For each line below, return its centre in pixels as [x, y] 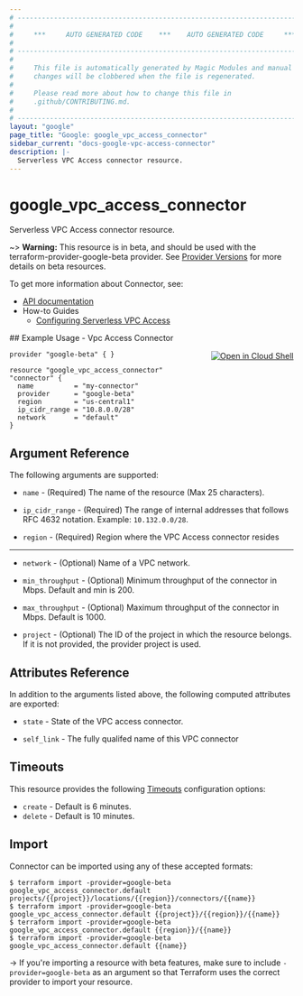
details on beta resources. [58, 266]
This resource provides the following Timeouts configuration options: [138, 788]
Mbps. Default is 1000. [64, 617]
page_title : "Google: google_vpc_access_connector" [108, 135]
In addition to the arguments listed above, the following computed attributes [150, 695]
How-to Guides [50, 311]
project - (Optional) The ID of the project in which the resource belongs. [157, 635]
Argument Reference [69, 453]
